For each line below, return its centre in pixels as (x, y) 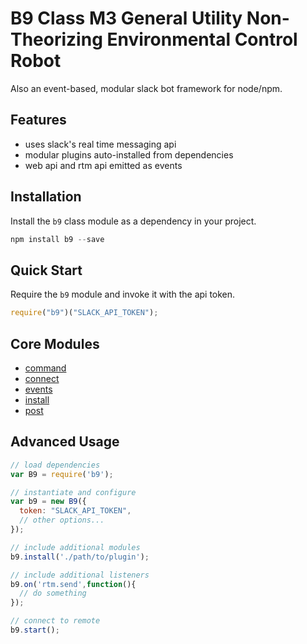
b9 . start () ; (35, 630)
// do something (53, 593)
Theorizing (56, 39)
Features (38, 120)
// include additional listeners (80, 575)
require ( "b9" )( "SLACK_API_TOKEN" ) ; (84, 313)
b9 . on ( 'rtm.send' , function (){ (73, 584)
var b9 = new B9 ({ (48, 502)
